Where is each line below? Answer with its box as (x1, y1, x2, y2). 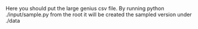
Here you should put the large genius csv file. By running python (5, 5, 165, 12)
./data (5, 17, 20, 24)
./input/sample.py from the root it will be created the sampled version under (5, 11, 192, 18)
